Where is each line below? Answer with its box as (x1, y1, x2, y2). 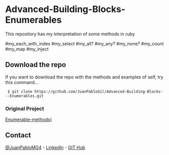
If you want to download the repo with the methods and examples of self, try (5, 74, 163, 80)
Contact (5, 131, 31, 139)
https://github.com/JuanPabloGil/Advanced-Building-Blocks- (34, 89, 163, 94)
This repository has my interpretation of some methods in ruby (5, 31, 135, 37)
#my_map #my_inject (5, 46, 49, 52)
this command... (5, 79, 39, 85)
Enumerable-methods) (5, 117, 52, 123)
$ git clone (7, 89, 33, 94)
